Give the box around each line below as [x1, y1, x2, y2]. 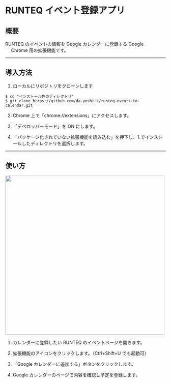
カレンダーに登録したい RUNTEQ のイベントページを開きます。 [12, 339, 145, 345]
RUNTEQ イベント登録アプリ [5, 5, 126, 16]
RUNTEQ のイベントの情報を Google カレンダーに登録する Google [5, 41, 144, 47]
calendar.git [5, 103, 33, 108]
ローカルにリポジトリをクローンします [12, 82, 93, 89]
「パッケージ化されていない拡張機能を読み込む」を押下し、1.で [12, 134, 145, 140]
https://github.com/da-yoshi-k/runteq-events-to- [32, 98, 140, 103]
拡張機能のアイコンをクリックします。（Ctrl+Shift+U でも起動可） [12, 350, 149, 356]
